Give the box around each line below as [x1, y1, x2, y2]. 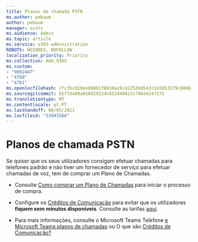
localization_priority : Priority [6, 52, 88, 58]
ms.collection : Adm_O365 [6, 58, 67, 64]
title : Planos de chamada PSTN [6, 8, 83, 15]
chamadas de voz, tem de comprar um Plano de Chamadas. [6, 170, 151, 177]
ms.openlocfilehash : [6, 85, 57, 91]
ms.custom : [6, 63, 33, 69]
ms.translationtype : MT [6, 96, 65, 102]
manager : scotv [6, 25, 44, 31]
